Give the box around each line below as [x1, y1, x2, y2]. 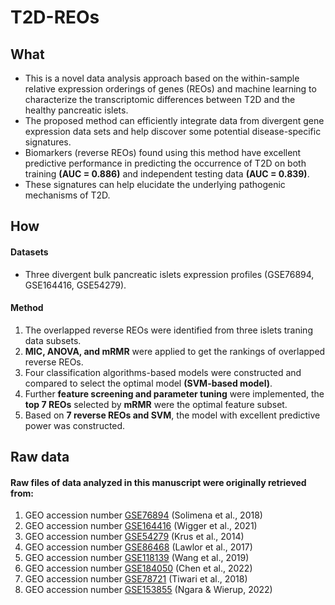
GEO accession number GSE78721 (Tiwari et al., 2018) [24, 573, 248, 585]
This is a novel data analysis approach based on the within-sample [24, 72, 300, 84]
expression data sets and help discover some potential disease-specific [24, 126, 322, 137]
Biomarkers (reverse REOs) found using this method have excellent [24, 147, 302, 158]
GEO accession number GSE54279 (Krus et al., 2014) [24, 531, 245, 543]
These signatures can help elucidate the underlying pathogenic [24, 179, 286, 190]
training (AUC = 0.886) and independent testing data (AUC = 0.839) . [24, 168, 310, 180]
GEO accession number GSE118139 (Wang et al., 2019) [24, 552, 250, 564]
